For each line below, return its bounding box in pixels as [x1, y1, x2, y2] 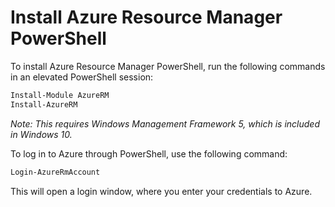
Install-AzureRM [10, 99, 78, 110]
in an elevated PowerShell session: [10, 71, 154, 83]
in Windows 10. [10, 128, 73, 140]
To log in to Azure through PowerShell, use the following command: [10, 147, 288, 160]
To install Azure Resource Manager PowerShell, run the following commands [10, 60, 326, 72]
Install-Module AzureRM [10, 90, 110, 100]
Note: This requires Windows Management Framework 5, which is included [10, 117, 320, 130]
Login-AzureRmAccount [10, 167, 101, 177]
